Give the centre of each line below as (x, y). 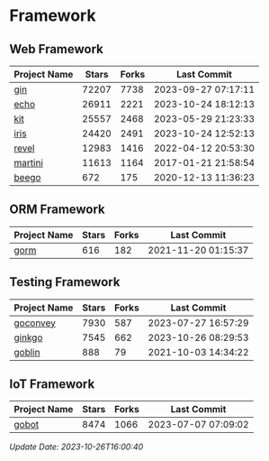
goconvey (35, 323)
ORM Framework (57, 210)
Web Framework (56, 49)
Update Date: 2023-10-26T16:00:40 (76, 447)
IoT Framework (52, 384)
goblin (27, 352)
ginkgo (28, 337)
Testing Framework (65, 282)
